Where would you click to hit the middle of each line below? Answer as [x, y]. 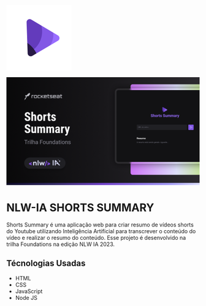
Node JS [26, 297]
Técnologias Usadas [46, 263]
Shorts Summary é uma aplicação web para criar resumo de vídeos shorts [100, 225]
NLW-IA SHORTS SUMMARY [80, 207]
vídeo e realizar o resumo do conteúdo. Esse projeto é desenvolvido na [96, 237]
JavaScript [29, 291]
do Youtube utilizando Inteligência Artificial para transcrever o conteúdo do [101, 231]
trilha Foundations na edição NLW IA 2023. [61, 244]
